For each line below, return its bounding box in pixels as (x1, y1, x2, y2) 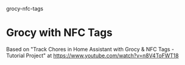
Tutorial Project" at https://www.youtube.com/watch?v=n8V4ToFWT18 (6, 52, 179, 59)
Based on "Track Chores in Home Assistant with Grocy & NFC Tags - (6, 45, 174, 52)
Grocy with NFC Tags (6, 26, 113, 39)
